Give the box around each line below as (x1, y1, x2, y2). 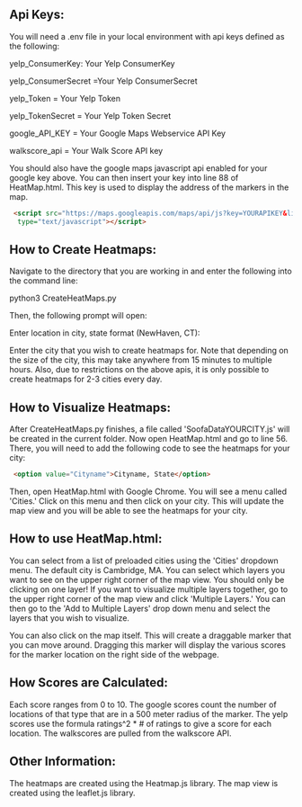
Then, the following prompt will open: (9, 310, 147, 321)
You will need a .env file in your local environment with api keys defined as (9, 31, 285, 41)
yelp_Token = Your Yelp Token (9, 93, 121, 103)
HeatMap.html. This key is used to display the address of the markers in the (9, 182, 289, 193)
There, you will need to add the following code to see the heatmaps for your (9, 443, 290, 453)
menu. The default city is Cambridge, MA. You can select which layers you (9, 564, 286, 575)
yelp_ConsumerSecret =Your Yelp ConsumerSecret (9, 76, 198, 86)
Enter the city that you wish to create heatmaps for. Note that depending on (9, 345, 289, 356)
